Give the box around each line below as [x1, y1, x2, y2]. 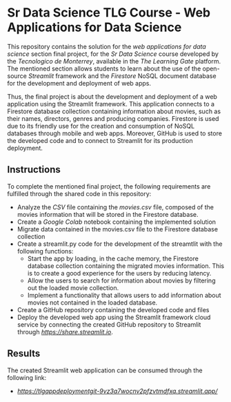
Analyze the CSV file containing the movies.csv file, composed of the [17, 202, 214, 211]
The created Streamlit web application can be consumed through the [7, 366, 203, 374]
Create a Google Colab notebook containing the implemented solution [17, 218, 216, 226]
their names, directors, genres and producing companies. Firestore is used [7, 114, 219, 122]
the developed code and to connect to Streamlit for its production [7, 136, 193, 144]
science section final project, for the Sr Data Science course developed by [7, 50, 219, 58]
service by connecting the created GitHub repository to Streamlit [17, 320, 201, 329]
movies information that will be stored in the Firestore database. [17, 210, 199, 218]
